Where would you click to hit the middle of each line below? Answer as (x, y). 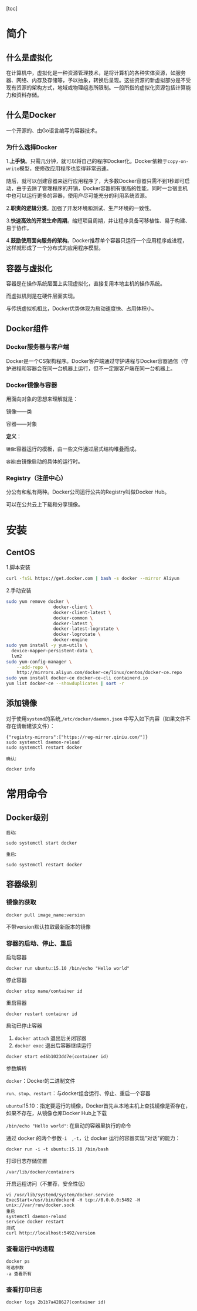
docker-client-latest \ (82, 612)
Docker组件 (27, 329)
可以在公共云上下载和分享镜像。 (45, 505)
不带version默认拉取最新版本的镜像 (48, 926)
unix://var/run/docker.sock (40, 1205)
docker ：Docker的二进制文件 (41, 1080)
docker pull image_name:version (45, 915)
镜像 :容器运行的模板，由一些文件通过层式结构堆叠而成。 (73, 449)
